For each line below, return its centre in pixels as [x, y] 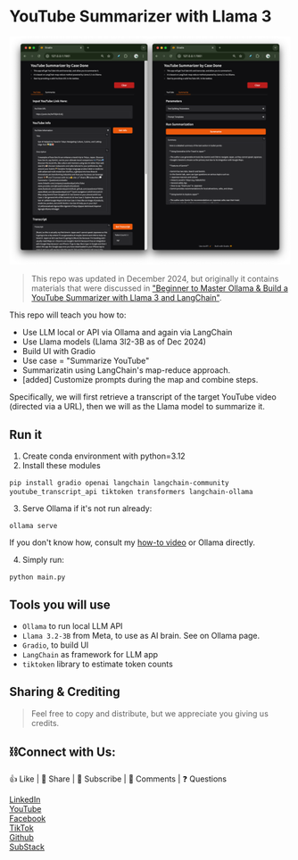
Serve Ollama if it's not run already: [87, 509]
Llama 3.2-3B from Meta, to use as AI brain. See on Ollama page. [141, 636]
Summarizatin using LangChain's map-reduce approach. [126, 370]
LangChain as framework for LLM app [90, 655]
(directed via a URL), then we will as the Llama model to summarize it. [137, 407]
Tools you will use [60, 604]
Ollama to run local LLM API [72, 626]
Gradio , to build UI [55, 645]
